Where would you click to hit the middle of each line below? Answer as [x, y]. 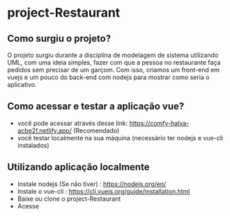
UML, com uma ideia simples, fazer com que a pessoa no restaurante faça [114, 63]
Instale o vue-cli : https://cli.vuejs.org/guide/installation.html [103, 191]
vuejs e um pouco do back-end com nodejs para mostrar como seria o [108, 77]
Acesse [28, 206]
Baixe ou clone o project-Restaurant [69, 199]
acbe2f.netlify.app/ [44, 131]
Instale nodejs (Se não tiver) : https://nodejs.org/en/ [92, 184]
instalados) [33, 145]
